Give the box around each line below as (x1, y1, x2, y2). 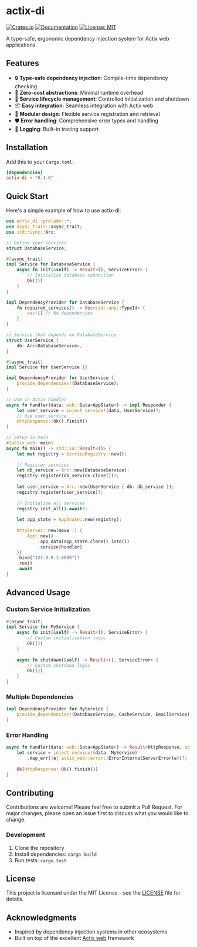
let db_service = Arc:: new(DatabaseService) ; (16, 467, 130, 473)
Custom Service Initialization (6, 605, 90, 613)
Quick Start (6, 191, 49, 201)
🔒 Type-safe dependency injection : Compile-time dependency (14, 74, 168, 81)
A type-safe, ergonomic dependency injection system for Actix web (6, 35, 170, 42)
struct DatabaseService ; (6, 245, 67, 251)
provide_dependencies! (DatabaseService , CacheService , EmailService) (16, 712, 191, 717)
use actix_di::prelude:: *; (6, 218, 72, 224)
